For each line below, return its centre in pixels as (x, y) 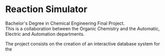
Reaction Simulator (46, 9)
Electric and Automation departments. (45, 34)
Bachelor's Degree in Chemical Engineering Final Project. (65, 23)
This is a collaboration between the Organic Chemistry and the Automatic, (82, 28)
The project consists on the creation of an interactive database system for (82, 43)
